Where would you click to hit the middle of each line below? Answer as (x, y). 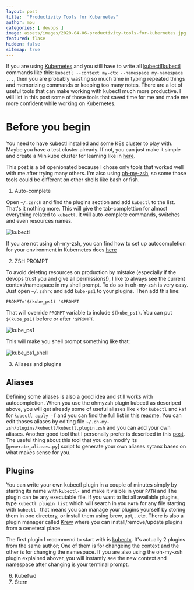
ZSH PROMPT (31, 261)
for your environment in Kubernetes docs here (61, 250)
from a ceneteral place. (34, 528)
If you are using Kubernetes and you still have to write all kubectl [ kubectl (93, 66)
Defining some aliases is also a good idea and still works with (80, 396)
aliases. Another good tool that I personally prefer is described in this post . (96, 434)
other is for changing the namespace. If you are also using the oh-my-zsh (94, 552)
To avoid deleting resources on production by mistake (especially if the (91, 272)
